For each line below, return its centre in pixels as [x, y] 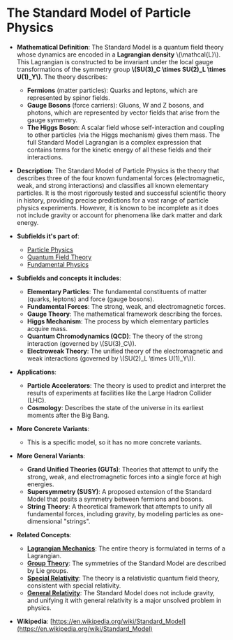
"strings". [77, 521]
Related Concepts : [44, 534]
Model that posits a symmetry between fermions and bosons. [115, 499]
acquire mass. [47, 328]
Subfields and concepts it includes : [69, 278]
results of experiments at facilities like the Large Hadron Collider [119, 393]
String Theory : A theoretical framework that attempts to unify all [120, 506]
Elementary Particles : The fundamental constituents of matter [117, 291]
